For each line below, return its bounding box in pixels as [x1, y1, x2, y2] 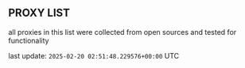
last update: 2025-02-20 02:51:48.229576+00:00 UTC [8, 51, 180, 60]
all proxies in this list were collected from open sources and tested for [8, 27, 237, 36]
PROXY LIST [8, 6, 70, 20]
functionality [8, 36, 49, 45]
